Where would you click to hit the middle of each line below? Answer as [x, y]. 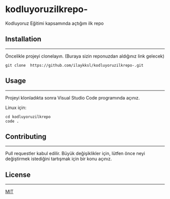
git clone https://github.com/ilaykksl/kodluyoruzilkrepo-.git [74, 65]
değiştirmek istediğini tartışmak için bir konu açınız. [59, 159]
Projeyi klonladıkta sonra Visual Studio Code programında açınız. [73, 97]
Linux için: [16, 108]
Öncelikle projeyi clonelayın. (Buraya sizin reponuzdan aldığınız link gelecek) [85, 56]
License [18, 175]
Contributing [26, 137]
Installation [23, 39]
